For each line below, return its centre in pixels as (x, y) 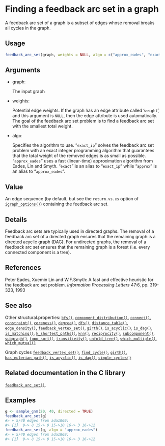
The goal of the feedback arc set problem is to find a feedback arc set (83, 121)
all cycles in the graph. (28, 28)
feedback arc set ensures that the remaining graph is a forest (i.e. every (78, 247)
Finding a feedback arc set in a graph (82, 9)
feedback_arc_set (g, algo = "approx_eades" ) (51, 430)
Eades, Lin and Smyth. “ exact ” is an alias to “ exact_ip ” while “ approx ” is (84, 166)
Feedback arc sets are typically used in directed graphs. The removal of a (80, 231)
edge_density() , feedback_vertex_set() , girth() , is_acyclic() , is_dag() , (79, 328)
